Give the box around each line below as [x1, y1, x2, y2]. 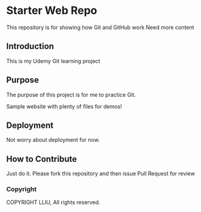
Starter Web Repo [6, 4, 97, 18]
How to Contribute [6, 154, 77, 164]
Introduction [6, 41, 54, 51]
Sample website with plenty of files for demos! [6, 102, 122, 110]
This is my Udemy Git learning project [6, 57, 100, 64]
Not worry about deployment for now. [6, 136, 100, 144]
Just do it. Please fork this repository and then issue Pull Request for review [6, 170, 196, 177]
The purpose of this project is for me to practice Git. [6, 91, 136, 98]
